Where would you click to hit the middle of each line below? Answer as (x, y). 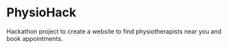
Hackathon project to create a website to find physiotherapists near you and (114, 31)
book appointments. (35, 38)
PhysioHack (42, 13)
